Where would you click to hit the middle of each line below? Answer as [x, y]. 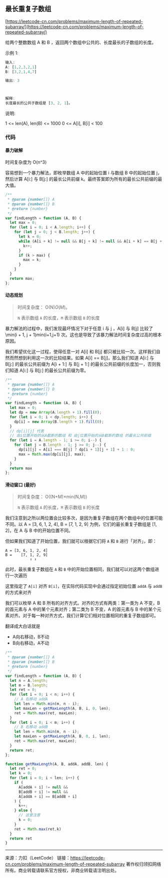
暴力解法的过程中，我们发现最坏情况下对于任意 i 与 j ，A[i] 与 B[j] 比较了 [79, 328]
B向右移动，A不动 [31, 643]
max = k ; [32, 260]
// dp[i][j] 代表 [27, 431]
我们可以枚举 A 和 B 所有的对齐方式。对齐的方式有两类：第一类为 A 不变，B [83, 603]
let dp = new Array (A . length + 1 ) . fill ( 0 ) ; [56, 412]
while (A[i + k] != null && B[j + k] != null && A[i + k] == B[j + [90, 241]
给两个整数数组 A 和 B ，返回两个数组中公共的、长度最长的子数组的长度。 [81, 42]
